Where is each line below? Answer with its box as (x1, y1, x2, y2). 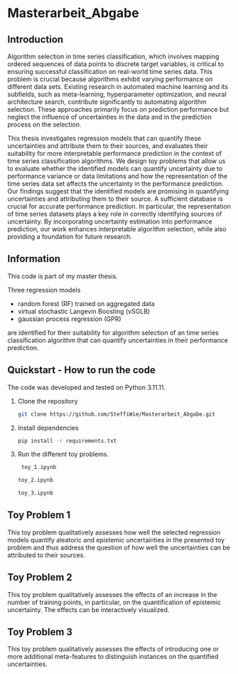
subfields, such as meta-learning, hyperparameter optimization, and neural (7, 90, 227, 98)
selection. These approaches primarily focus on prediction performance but (7, 105, 229, 113)
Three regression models (7, 285, 81, 294)
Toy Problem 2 (7, 572, 72, 584)
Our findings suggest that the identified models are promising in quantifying (7, 187, 229, 195)
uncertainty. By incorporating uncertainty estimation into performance (7, 217, 212, 226)
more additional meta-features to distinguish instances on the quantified (7, 653, 219, 661)
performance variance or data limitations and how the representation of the (7, 172, 228, 180)
